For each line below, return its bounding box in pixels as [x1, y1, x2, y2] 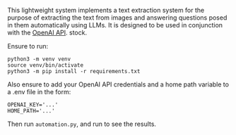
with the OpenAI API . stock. [7, 28, 87, 37]
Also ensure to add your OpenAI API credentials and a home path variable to [7, 80, 230, 89]
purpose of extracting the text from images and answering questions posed [7, 13, 228, 22]
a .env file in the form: [7, 88, 71, 96]
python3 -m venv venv [7, 56, 71, 63]
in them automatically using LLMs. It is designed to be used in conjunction [7, 21, 223, 29]
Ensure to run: [7, 42, 49, 50]
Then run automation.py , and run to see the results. [7, 120, 157, 128]
